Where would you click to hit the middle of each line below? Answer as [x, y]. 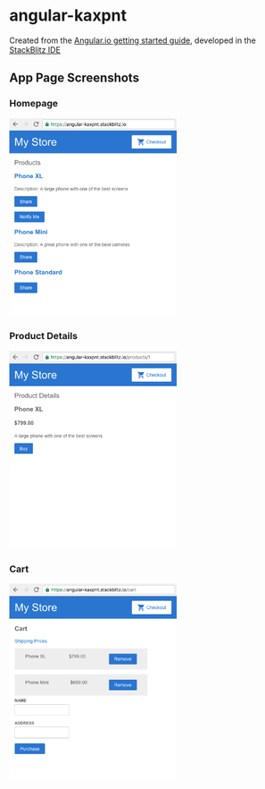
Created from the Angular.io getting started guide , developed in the [132, 40]
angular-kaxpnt [68, 16]
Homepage [33, 104]
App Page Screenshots [75, 78]
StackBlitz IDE [35, 49]
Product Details [44, 336]
